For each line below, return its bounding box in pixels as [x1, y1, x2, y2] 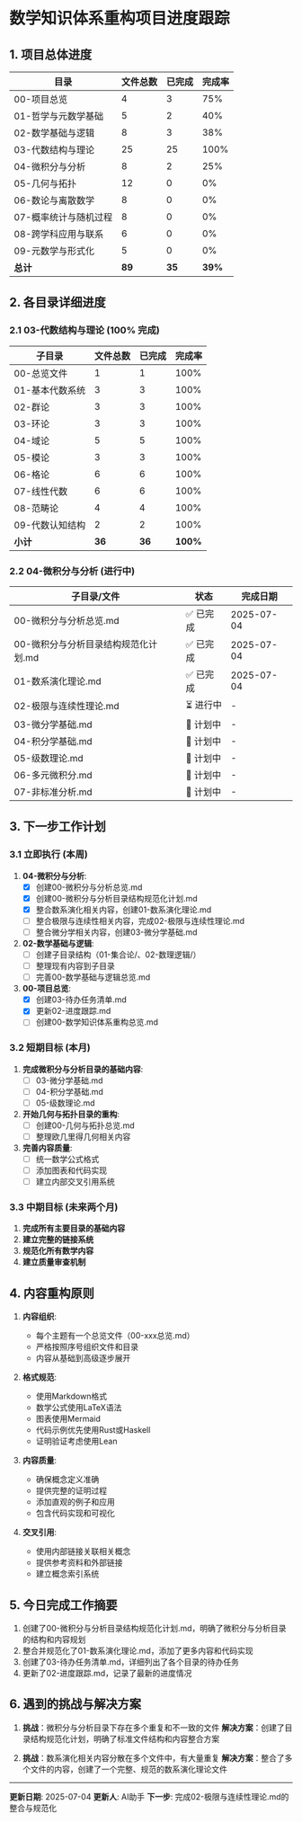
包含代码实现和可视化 [35, 1507, 115, 1519]
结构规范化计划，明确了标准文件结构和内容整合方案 [30, 1733, 220, 1744]
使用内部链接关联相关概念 [35, 1546, 131, 1557]
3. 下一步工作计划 [9, 819, 106, 834]
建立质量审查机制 [22, 1257, 86, 1267]
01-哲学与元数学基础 [13, 110, 104, 122]
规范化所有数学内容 [22, 1246, 94, 1257]
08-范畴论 [13, 502, 59, 514]
